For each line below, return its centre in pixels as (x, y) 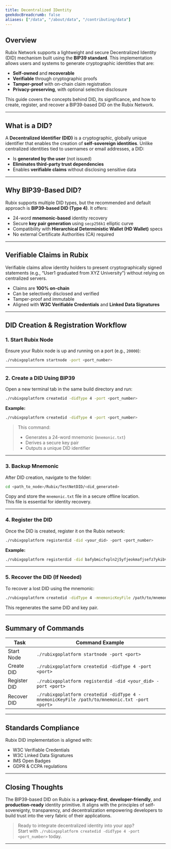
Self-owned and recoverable (44, 73)
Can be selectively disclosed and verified (56, 294)
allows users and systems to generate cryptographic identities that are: (80, 63)
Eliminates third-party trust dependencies (58, 164)
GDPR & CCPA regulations (40, 766)
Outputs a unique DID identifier (58, 448)
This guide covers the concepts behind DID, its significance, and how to (81, 100)
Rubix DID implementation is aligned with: (49, 740)
